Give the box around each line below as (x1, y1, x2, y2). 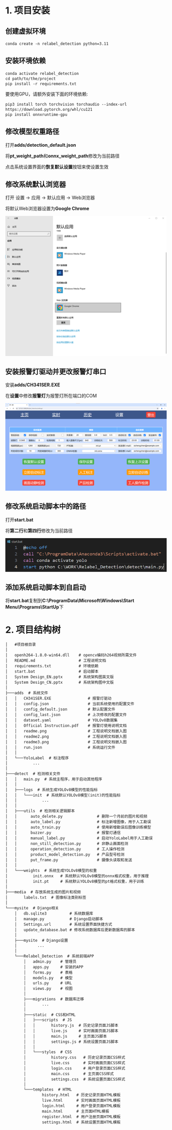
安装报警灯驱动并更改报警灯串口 (5, 367, 106, 376)
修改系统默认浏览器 (5, 180, 66, 189)
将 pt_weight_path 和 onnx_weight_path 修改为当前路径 (5, 152, 120, 159)
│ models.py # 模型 (24, 976, 73, 981)
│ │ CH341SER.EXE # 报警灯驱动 (5, 696, 112, 701)
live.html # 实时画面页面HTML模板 (41, 1098, 121, 1103)
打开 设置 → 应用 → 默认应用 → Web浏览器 (5, 194, 95, 201)
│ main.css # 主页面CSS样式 (24, 1072, 114, 1077)
